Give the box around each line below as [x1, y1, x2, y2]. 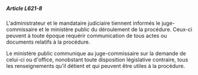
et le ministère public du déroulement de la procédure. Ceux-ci [38, 25, 193, 32]
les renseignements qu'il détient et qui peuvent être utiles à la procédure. [6, 62, 186, 69]
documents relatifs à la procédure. [6, 38, 90, 45]
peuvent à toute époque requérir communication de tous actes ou [6, 32, 168, 39]
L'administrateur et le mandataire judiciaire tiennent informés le [6, 19, 161, 27]
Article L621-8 [6, 5, 43, 12]
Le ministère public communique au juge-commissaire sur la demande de [6, 50, 186, 57]
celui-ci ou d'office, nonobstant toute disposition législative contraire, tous [6, 56, 188, 63]
